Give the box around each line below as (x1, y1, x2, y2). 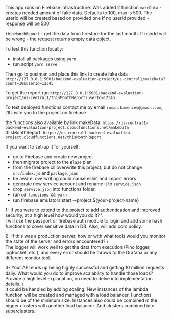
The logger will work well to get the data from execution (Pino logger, (5, 244, 151, 250)
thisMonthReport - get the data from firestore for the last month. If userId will (5, 31, 166, 36)
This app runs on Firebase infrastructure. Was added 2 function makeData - (5, 5, 162, 10)
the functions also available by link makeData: (5, 119, 102, 126)
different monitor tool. (5, 255, 51, 261)
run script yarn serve (12, 61, 58, 67)
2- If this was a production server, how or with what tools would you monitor (5, 233, 166, 239)
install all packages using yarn (12, 56, 77, 62)
